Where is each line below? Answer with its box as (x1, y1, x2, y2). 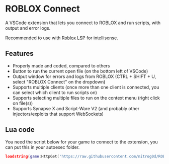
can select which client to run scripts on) (12, 89, 97, 96)
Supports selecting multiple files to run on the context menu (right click (12, 95, 160, 101)
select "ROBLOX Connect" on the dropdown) (12, 78, 106, 85)
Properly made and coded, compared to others (12, 62, 110, 68)
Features (5, 49, 34, 58)
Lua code (5, 125, 35, 134)
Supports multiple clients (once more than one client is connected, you (12, 84, 159, 90)
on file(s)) (12, 100, 33, 106)
